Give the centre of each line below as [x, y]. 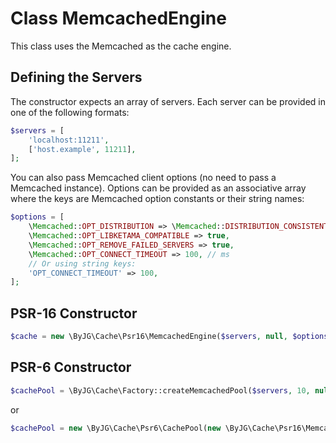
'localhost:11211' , [69, 140]
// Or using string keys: [82, 263]
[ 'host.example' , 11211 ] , [82, 149]
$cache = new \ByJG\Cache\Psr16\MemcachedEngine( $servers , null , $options [169, 337]
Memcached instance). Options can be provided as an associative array [158, 188]
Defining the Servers [76, 77]
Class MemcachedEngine [118, 18]
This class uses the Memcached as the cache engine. [121, 46]
